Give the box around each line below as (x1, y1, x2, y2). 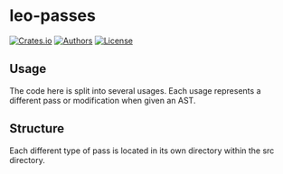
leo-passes (9, 5, 97, 26)
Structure (9, 121, 65, 136)
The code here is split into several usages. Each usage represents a (9, 85, 261, 96)
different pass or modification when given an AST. (9, 95, 196, 105)
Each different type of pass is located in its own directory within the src (9, 145, 275, 156)
